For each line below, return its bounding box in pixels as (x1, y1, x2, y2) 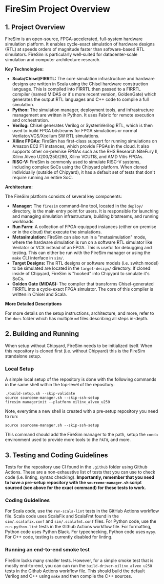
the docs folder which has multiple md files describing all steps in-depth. (5, 316, 149, 321)
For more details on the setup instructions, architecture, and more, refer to (5, 310, 154, 316)
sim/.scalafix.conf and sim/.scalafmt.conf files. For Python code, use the (5, 518, 157, 524)
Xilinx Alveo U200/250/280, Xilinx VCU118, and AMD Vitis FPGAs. (12, 154, 144, 160)
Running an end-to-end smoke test (5, 546, 90, 553)
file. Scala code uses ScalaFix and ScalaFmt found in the (5, 513, 119, 519)
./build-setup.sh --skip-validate (5, 391, 76, 396)
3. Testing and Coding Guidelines (5, 451, 108, 459)
